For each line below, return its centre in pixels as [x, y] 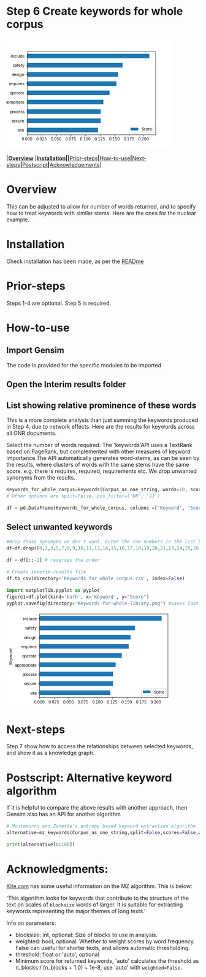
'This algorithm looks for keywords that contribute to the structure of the [97, 898]
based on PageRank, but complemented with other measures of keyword [99, 451]
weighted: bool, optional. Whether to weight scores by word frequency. [105, 941]
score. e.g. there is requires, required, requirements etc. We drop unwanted [102, 471]
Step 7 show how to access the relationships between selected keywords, [100, 746]
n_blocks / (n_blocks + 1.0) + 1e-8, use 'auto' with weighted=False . [98, 967]
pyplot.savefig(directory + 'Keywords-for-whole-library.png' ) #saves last [103, 603]
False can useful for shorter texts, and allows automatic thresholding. [102, 948]
